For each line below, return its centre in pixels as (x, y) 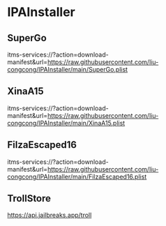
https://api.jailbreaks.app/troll (50, 215)
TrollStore (29, 198)
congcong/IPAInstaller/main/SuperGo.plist (67, 69)
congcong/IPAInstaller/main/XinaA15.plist (66, 123)
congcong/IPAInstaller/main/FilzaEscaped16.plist (77, 176)
